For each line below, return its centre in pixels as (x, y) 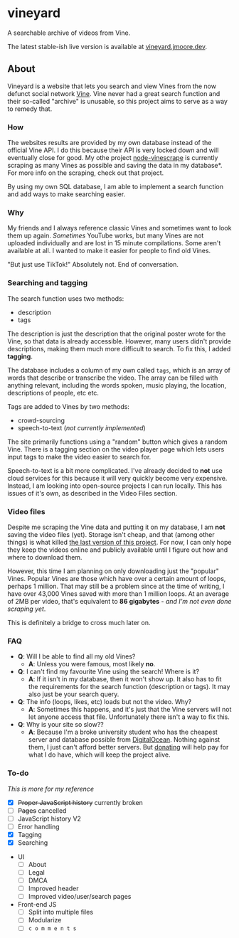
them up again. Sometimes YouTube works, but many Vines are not (106, 235)
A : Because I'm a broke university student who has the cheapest (123, 732)
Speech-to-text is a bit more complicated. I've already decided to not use (115, 470)
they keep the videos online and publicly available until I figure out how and (118, 550)
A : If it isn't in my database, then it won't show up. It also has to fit (125, 679)
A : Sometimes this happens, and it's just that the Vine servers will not (130, 710)
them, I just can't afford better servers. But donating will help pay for (128, 747)
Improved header (54, 889)
